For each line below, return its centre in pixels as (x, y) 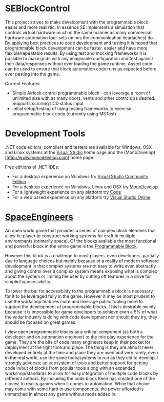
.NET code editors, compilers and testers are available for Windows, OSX (79, 147)
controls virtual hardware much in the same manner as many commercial (78, 32)
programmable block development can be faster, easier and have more (76, 48)
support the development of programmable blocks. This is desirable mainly (81, 307)
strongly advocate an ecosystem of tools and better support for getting (76, 363)
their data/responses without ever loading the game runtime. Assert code (79, 64)
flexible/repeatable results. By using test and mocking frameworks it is (76, 53)
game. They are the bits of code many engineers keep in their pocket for (78, 342)
